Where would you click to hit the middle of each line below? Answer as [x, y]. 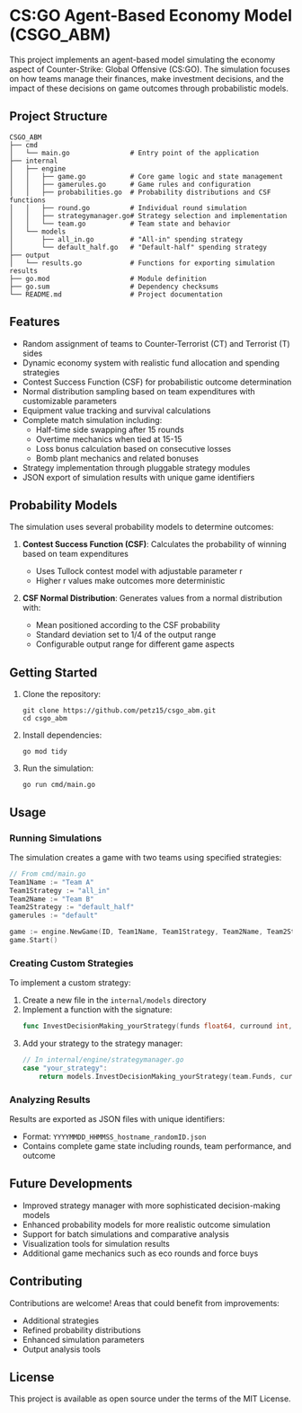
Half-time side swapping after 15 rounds [110, 429]
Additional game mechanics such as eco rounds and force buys [140, 1253]
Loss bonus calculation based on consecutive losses [133, 448]
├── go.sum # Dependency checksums [114, 287]
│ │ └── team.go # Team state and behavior [120, 224]
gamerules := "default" [54, 916]
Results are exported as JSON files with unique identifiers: [117, 1118]
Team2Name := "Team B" [52, 899]
